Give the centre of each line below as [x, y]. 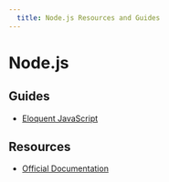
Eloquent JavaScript [60, 118]
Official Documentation [65, 168]
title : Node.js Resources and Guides [89, 18]
